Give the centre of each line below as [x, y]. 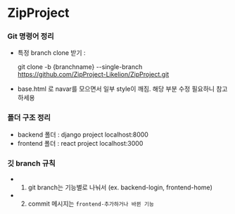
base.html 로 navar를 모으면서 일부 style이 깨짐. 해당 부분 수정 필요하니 [116, 89]
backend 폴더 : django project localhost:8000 [83, 134]
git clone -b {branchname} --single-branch [80, 67]
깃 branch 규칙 [32, 163]
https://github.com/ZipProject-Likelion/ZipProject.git [93, 75]
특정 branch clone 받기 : [51, 53]
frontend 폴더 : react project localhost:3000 [80, 143]
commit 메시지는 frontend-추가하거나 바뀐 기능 [91, 204]
